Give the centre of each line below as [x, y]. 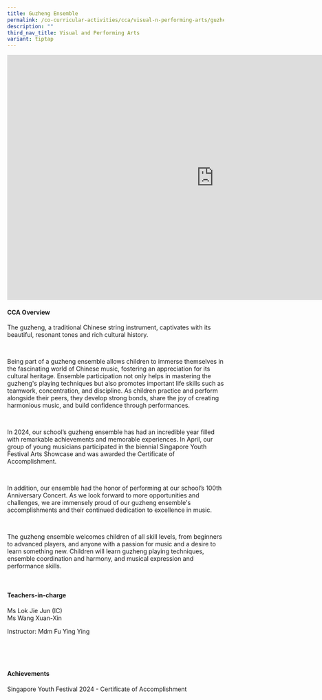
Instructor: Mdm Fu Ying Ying [49, 631]
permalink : [23, 20]
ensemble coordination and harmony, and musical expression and [100, 559]
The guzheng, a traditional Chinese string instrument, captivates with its [109, 327]
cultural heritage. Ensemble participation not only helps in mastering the [109, 376]
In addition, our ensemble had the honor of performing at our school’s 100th [115, 488]
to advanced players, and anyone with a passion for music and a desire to [112, 544]
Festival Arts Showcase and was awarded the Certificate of [91, 454]
